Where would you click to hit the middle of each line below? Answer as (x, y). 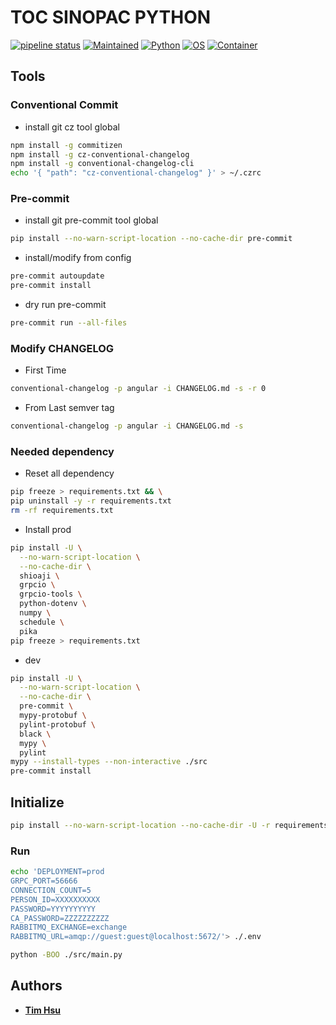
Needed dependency (62, 451)
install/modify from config (78, 258)
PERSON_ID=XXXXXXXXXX (55, 899)
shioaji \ (39, 576)
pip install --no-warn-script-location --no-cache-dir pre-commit (151, 239)
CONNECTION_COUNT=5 (51, 890)
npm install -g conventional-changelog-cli (102, 164)
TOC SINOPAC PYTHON (111, 17)
